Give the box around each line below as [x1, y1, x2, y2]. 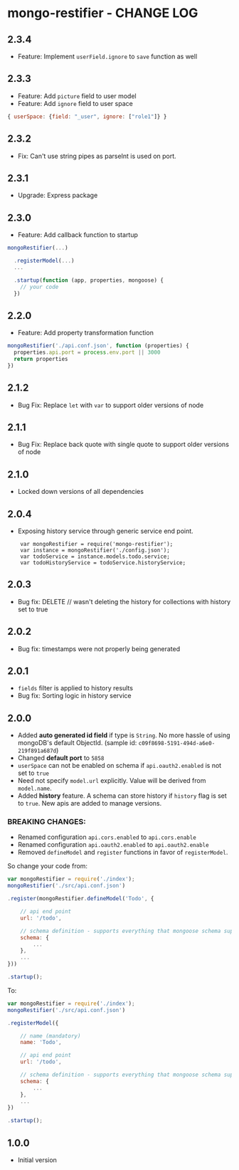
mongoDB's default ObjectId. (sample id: [17, 739, 137, 747]
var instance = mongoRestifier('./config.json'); [20, 547, 171, 554]
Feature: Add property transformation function [17, 329, 154, 337]
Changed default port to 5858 [17, 754, 105, 762]
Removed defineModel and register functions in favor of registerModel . [17, 848, 228, 857]
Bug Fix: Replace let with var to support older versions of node [17, 401, 204, 409]
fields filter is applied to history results [17, 684, 134, 692]
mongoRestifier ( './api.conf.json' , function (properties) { [7, 342, 190, 349]
